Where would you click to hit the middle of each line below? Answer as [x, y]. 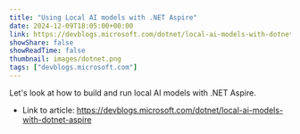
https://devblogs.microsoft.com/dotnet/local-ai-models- [180, 110]
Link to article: [48, 110]
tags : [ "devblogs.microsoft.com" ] [74, 68]
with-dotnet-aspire [57, 119]
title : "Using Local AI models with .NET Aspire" [104, 17]
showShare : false [42, 42]
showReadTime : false [48, 51]
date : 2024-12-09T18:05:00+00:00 [71, 26]
